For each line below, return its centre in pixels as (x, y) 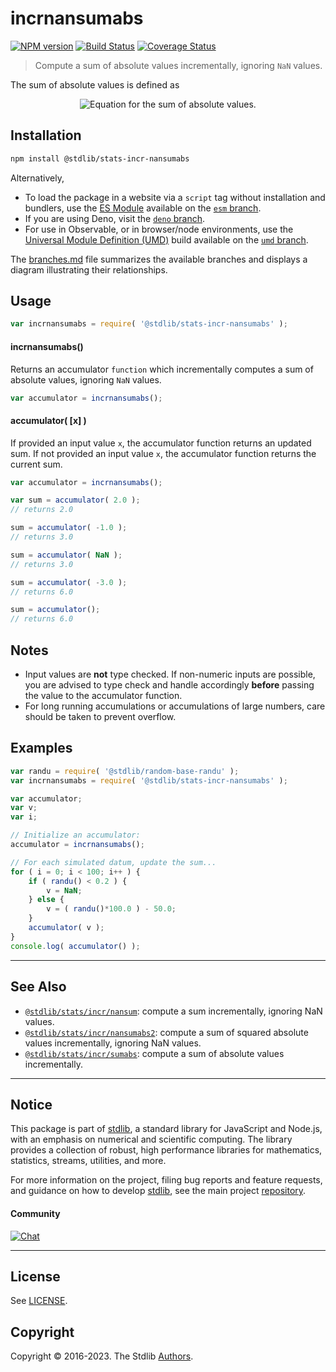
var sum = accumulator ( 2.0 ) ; (75, 500)
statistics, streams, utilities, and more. (88, 1161)
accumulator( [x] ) (48, 420)
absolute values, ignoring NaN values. (86, 379)
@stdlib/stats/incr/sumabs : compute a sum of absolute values (154, 1053)
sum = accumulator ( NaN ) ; (66, 555)
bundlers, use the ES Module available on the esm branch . (143, 208)
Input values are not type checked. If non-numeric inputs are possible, (170, 674)
